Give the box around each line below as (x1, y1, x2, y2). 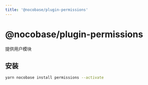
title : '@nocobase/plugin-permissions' (5, 7, 88, 12)
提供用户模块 (5, 46, 31, 52)
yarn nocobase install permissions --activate (5, 75, 104, 80)
